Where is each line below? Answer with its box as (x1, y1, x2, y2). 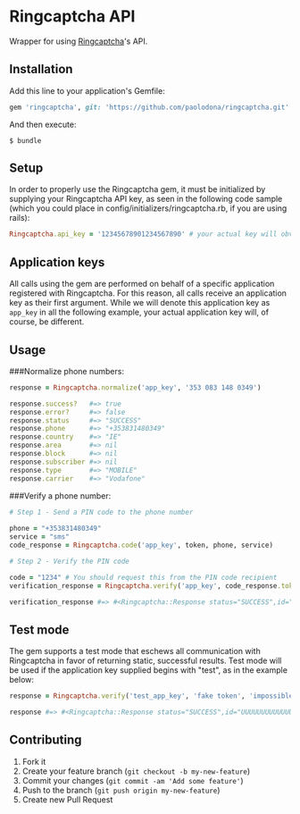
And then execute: (9, 119, 77, 130)
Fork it (21, 756, 46, 767)
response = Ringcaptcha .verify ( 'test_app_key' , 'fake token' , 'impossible (9, 692, 294, 701)
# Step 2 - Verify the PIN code (9, 557, 129, 566)
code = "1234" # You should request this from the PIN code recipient (9, 573, 278, 582)
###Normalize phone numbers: (9, 365, 125, 376)
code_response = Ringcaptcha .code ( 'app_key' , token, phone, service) (9, 541, 274, 550)
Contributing (9, 733, 82, 748)
